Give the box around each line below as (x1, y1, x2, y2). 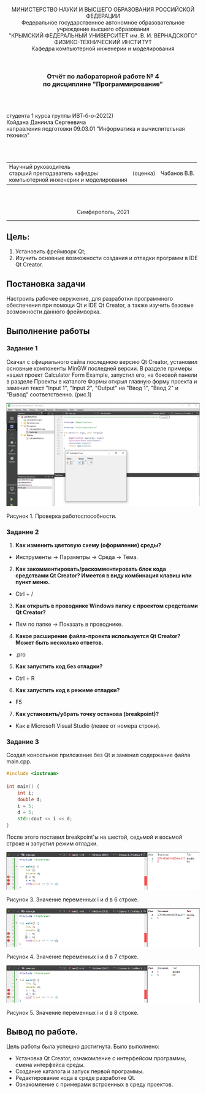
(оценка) (132, 169, 156, 177)
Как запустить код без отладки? (15, 663, 103, 670)
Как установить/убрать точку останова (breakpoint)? (15, 710, 159, 717)
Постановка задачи (6, 279, 86, 289)
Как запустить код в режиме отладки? (15, 686, 120, 693)
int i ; (17, 790, 34, 796)
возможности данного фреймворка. (6, 308, 101, 315)
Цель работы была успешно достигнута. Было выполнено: (6, 1043, 160, 1050)
